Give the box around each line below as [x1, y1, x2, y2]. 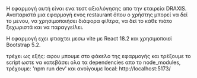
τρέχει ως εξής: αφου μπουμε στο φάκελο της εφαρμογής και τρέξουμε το [6, 53, 191, 59]
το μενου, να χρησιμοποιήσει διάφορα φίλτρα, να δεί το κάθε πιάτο [6, 18, 173, 24]
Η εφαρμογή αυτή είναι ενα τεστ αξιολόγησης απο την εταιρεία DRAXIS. [6, 5, 187, 12]
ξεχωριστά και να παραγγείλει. [6, 23, 84, 30]
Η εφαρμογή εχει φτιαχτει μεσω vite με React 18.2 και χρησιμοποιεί [6, 35, 172, 42]
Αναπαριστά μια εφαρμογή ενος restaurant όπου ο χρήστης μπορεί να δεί [6, 11, 188, 18]
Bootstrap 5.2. [6, 41, 41, 48]
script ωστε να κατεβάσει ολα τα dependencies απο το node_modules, [6, 59, 181, 66]
